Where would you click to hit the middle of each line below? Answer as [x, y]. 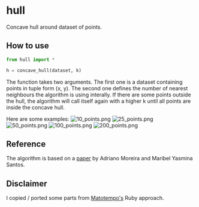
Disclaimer [27, 183]
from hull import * [31, 60]
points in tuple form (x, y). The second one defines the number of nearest [97, 88]
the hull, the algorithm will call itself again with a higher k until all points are [99, 101]
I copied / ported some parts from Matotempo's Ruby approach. [85, 198]
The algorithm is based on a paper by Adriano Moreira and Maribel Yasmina [99, 159]
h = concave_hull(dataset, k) [44, 70]
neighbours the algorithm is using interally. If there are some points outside [99, 95]
